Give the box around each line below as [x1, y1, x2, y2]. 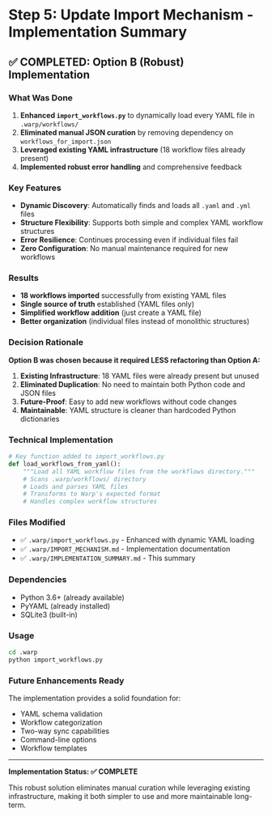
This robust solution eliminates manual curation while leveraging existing [8, 783, 251, 793]
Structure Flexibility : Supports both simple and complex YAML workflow [19, 218, 263, 227]
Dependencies [8, 574, 67, 585]
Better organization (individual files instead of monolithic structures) [19, 317, 249, 326]
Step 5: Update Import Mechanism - [8, 6, 253, 24]
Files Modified [8, 516, 66, 528]
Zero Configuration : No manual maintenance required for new [19, 244, 229, 253]
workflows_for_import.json [19, 138, 112, 146]
